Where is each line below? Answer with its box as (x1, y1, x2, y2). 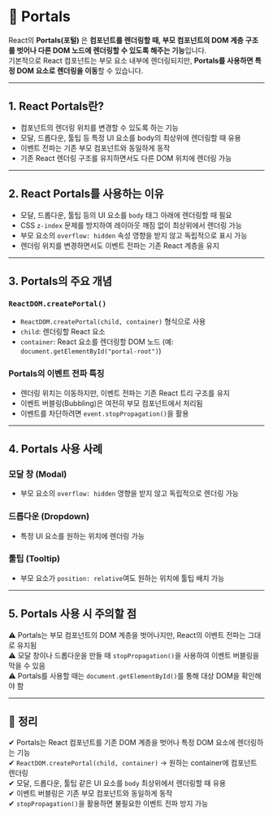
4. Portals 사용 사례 (8, 442, 103, 456)
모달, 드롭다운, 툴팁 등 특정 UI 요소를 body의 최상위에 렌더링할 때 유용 (19, 133, 241, 142)
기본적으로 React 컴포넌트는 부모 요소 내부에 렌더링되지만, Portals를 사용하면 (8, 55, 253, 65)
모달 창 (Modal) (8, 468, 67, 479)
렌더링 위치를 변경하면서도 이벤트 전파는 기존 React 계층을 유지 (19, 240, 219, 251)
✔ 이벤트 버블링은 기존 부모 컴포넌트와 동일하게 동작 (8, 788, 173, 798)
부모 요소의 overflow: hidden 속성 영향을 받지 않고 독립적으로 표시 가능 (19, 230, 248, 240)
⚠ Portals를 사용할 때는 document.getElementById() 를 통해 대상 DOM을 (8, 670, 240, 680)
